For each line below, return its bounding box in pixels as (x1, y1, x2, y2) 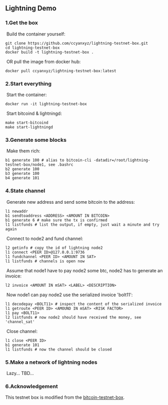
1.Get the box (5, 19, 38, 26)
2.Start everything (5, 80, 52, 87)
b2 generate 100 (5, 167, 39, 172)
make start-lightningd (5, 124, 53, 130)
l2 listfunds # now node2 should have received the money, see (5, 315, 142, 320)
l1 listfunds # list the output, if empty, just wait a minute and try (5, 222, 159, 227)
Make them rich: (6, 148, 40, 154)
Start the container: (6, 91, 47, 98)
